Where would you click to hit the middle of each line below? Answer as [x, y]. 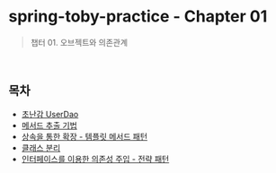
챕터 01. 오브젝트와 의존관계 [79, 42]
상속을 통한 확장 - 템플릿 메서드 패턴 [85, 136]
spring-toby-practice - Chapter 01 [138, 17]
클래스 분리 [41, 147]
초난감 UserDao [50, 114]
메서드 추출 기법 [49, 125]
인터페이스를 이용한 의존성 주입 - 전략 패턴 [95, 159]
